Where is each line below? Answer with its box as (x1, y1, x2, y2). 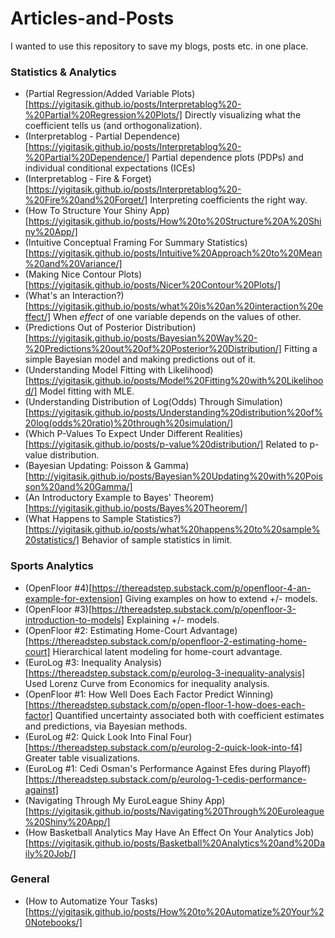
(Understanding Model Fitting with (24, 364, 167, 376)
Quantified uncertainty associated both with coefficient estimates (54, 709, 325, 721)
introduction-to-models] (24, 613, 125, 626)
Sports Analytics (10, 559, 94, 573)
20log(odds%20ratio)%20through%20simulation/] (24, 417, 234, 429)
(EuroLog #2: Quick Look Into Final (24, 730, 168, 742)
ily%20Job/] (24, 847, 77, 859)
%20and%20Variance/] (24, 258, 123, 270)
